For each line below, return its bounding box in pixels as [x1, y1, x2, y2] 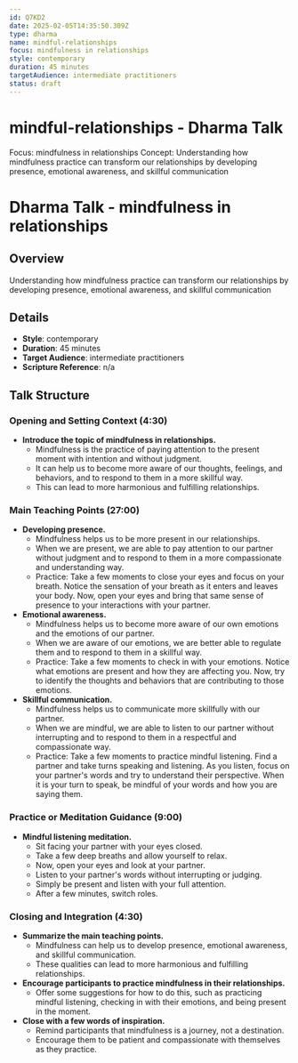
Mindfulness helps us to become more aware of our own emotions [35, 619, 279, 630]
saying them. [35, 789, 84, 800]
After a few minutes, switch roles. [35, 888, 158, 898]
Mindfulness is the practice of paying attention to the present [35, 444, 260, 455]
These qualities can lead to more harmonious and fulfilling [35, 958, 249, 970]
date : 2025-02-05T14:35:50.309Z [9, 21, 129, 30]
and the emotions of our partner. [35, 628, 155, 639]
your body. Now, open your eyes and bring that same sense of [35, 591, 264, 601]
